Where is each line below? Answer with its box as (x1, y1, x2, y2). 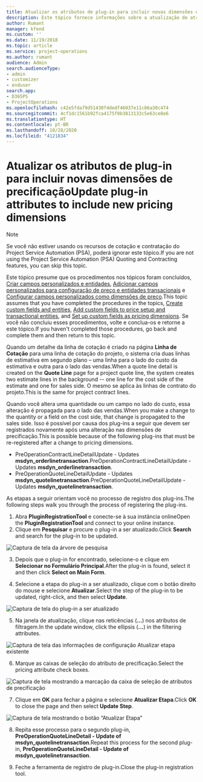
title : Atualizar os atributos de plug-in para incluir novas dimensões (6, 8, 193, 15)
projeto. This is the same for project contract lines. (6, 388, 130, 396)
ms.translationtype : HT (6, 116, 66, 122)
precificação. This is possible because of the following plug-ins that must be (6, 432, 195, 440)
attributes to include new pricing (6, 198, 173, 212)
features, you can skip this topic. (6, 261, 88, 269)
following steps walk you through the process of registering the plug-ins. (6, 501, 187, 508)
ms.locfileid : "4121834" (6, 133, 69, 140)
